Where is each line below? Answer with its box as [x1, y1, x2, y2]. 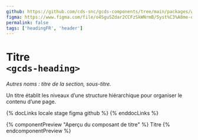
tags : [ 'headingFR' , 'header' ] [6, 25, 83, 31]
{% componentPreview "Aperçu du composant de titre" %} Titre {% [6, 121, 170, 128]
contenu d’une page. [6, 98, 57, 105]
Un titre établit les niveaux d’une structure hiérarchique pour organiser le [6, 92, 183, 99]
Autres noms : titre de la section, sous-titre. [6, 80, 112, 87]
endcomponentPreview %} [6, 128, 72, 135]
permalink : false [6, 19, 49, 25]
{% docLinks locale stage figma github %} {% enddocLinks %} [6, 110, 159, 117]
